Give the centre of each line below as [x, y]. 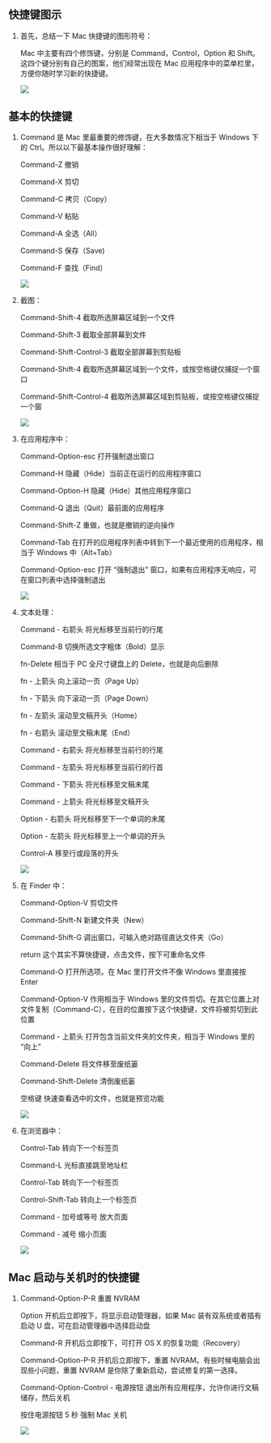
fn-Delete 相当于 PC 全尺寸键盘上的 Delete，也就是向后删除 [119, 664]
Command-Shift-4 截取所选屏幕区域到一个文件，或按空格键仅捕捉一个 [136, 369]
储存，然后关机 [45, 1398]
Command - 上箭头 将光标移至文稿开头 [85, 802]
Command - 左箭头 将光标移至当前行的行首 [91, 767]
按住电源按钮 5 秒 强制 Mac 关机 [74, 1415]
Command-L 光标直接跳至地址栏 [74, 1165]
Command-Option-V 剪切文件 [69, 903]
